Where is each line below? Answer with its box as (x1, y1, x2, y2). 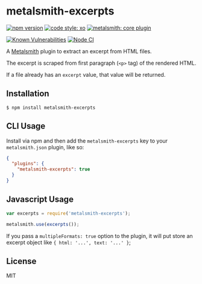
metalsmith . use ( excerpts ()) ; (6, 221, 80, 227)
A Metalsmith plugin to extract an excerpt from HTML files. (6, 47, 152, 55)
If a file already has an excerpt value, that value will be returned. (6, 71, 166, 78)
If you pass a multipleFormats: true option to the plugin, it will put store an (6, 232, 193, 239)
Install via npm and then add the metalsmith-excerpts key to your (6, 137, 168, 144)
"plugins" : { (11, 161, 45, 167)
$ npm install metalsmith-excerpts (6, 105, 96, 111)
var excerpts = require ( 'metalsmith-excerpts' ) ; (6, 210, 131, 216)
